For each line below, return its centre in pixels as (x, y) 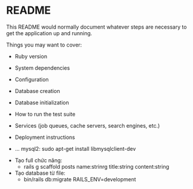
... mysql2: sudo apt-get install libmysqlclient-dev (75, 148)
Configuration (32, 79)
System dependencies (42, 68)
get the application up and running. (49, 33)
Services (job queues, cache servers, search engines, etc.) (87, 125)
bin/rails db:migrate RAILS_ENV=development (80, 179)
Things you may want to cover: (44, 45)
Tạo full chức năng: (38, 160)
